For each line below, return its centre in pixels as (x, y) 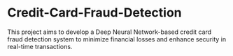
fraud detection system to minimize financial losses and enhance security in (116, 39)
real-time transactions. (40, 46)
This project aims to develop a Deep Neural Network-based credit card (110, 32)
